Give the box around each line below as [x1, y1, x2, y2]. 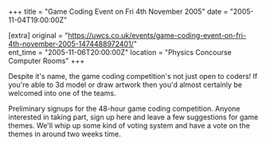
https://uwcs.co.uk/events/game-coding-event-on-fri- [67, 31, 247, 40]
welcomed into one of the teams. [8, 88, 117, 98]
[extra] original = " [8, 31, 68, 40]
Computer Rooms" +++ [8, 56, 85, 65]
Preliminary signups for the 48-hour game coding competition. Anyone [8, 104, 241, 113]
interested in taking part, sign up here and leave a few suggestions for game [8, 112, 259, 122]
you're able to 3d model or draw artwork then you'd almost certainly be [8, 80, 243, 89]
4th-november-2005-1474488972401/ [8, 39, 134, 49]
